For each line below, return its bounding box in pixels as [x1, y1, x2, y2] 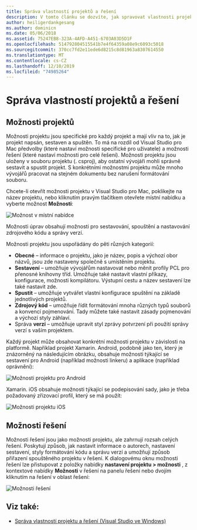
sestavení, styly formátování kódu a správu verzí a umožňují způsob [6, 448, 170, 455]
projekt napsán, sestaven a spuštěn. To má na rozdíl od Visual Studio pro [6, 139, 182, 146]
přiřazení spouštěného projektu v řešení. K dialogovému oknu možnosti [6, 455, 178, 462]
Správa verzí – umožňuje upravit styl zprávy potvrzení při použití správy [14, 320, 189, 328]
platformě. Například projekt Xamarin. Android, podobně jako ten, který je [6, 345, 183, 352]
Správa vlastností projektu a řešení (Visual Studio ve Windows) [14, 517, 167, 524]
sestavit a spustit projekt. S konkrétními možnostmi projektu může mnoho [6, 164, 184, 171]
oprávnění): [6, 363, 34, 370]
